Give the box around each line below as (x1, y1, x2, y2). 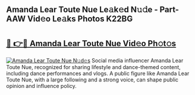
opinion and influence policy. (6, 83, 77, 89)
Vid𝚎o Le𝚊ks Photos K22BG (27, 14, 133, 24)
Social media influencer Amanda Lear (91, 57, 184, 64)
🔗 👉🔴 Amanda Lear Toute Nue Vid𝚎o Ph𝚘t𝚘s (6, 38, 177, 48)
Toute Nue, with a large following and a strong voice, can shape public (6, 76, 179, 83)
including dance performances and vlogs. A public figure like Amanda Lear (6, 70, 190, 77)
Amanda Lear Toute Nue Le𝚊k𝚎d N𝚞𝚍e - (6, 5, 158, 15)
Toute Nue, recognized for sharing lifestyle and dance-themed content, (6, 64, 181, 70)
